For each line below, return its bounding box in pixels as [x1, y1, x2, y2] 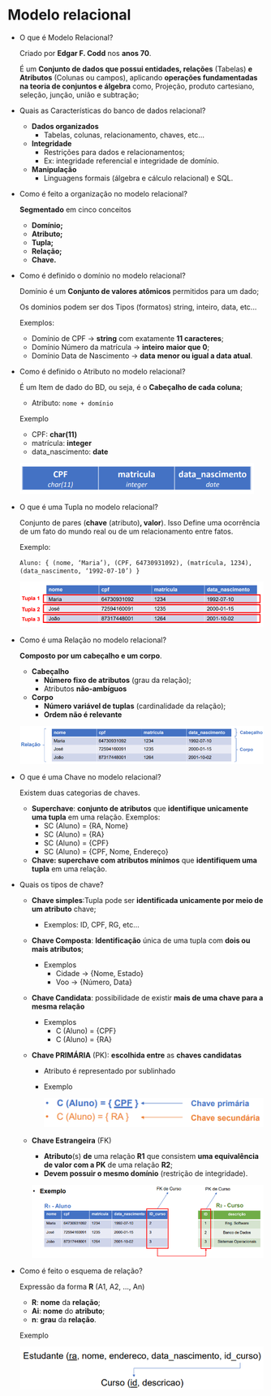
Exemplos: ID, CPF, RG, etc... [43, 920, 140, 930]
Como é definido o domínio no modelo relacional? [19, 270, 186, 280]
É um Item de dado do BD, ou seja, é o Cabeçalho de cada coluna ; [19, 382, 243, 391]
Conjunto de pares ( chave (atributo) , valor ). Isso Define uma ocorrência [19, 517, 260, 527]
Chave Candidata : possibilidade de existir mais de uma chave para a [31, 993, 264, 1003]
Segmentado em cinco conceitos [19, 205, 131, 214]
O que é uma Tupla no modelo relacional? [19, 502, 159, 512]
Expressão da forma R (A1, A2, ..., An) [19, 1281, 145, 1292]
